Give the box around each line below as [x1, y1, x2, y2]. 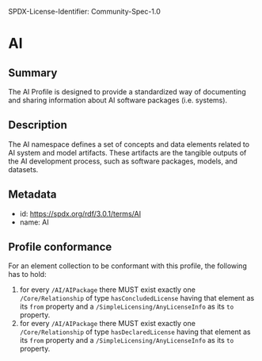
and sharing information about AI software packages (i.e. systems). [8, 95, 228, 105]
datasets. [8, 164, 39, 174]
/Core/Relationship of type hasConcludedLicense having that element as [19, 294, 255, 303]
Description [8, 118, 67, 132]
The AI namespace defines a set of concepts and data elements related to [8, 139, 250, 149]
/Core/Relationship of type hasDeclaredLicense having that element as [19, 327, 251, 336]
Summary [8, 66, 58, 79]
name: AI [19, 217, 49, 227]
